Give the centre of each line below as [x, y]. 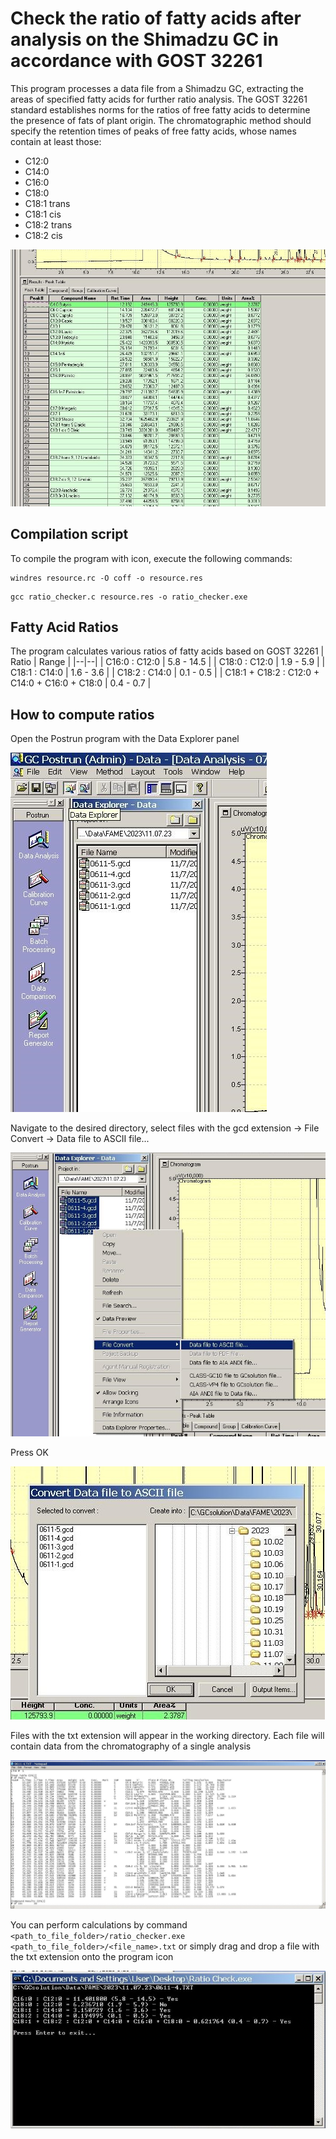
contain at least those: [56, 141]
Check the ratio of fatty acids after [156, 18]
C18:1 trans [47, 203]
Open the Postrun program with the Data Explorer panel [125, 739]
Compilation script [69, 534]
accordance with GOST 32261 [136, 61]
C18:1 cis [43, 214]
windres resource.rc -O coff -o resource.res [106, 578]
